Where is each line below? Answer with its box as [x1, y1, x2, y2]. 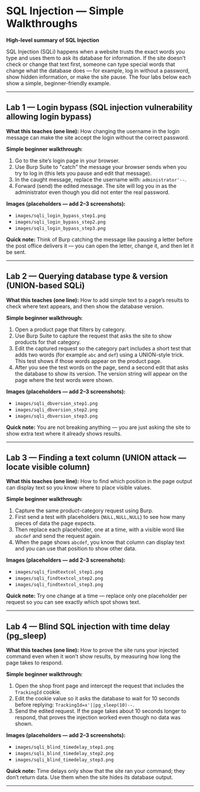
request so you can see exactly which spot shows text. [6, 599, 141, 606]
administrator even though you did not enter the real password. [14, 189, 170, 196]
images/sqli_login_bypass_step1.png [14, 212, 106, 218]
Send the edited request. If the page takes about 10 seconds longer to [14, 708, 186, 715]
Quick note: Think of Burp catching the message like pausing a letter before [6, 236, 193, 243]
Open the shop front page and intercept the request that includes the [14, 683, 185, 690]
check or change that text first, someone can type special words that [6, 61, 176, 68]
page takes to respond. [6, 659, 63, 666]
